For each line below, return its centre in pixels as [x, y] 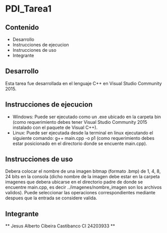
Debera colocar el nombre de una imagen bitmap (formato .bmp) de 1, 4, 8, [83, 171]
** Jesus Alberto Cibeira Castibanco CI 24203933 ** [60, 226]
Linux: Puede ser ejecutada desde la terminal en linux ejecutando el [83, 133]
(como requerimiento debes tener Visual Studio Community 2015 [80, 122]
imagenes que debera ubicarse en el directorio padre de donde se [74, 182]
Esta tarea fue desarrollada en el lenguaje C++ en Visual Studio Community [84, 83]
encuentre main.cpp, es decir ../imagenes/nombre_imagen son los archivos [83, 187]
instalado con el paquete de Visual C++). [55, 127]
